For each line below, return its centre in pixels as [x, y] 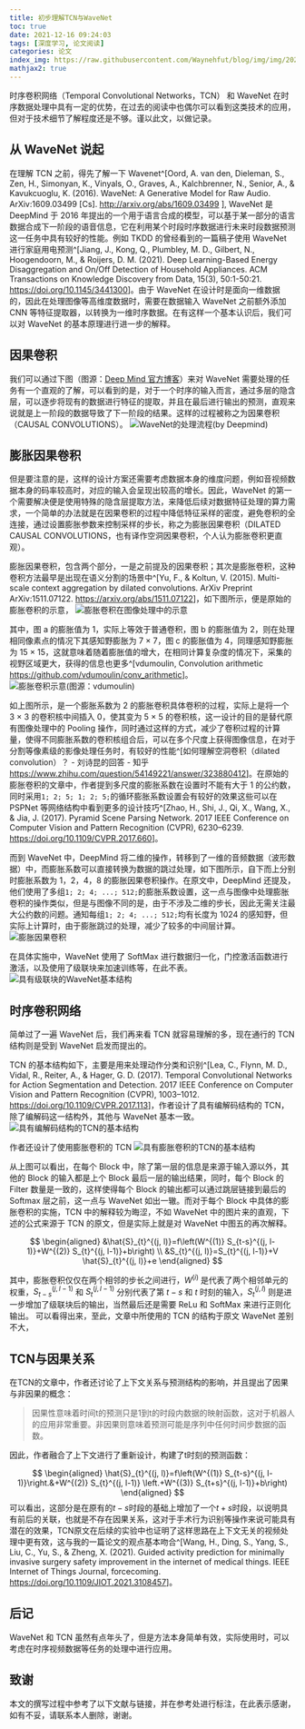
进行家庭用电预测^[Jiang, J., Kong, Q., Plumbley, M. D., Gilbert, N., [133, 249]
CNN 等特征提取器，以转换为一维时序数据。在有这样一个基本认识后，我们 [147, 312]
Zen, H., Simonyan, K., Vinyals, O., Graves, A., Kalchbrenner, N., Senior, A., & [152, 184]
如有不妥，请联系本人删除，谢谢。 [73, 1714]
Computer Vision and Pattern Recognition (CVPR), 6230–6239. [127, 828]
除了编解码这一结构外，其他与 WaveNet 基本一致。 [104, 1117]
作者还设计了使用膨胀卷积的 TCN [71, 1148]
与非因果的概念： [41, 1394]
